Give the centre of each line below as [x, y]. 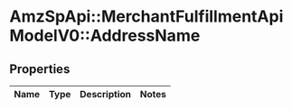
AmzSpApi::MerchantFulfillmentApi [146, 17]
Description [105, 94]
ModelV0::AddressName [105, 36]
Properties [40, 69]
